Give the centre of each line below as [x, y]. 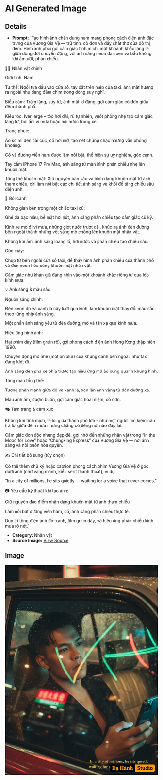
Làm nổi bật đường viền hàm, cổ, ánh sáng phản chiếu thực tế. [67, 511]
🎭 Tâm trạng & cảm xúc [29, 409]
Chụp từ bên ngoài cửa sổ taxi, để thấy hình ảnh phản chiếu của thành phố [80, 260]
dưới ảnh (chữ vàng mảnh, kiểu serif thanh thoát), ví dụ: [60, 471]
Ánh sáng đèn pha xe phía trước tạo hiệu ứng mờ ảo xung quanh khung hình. [81, 371]
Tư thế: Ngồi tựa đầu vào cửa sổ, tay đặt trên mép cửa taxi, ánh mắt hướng [79, 87]
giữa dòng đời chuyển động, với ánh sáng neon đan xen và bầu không [82, 53]
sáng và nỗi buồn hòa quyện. [34, 445]
